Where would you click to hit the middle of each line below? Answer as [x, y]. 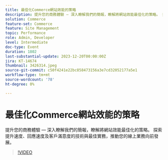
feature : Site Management [32, 28]
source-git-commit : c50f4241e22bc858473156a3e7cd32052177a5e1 [71, 70]
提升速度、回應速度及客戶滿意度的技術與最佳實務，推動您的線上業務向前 [79, 136]
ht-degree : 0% [20, 84]
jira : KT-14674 [21, 61]
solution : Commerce [25, 19]
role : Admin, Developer [30, 38]
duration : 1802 [21, 51]
